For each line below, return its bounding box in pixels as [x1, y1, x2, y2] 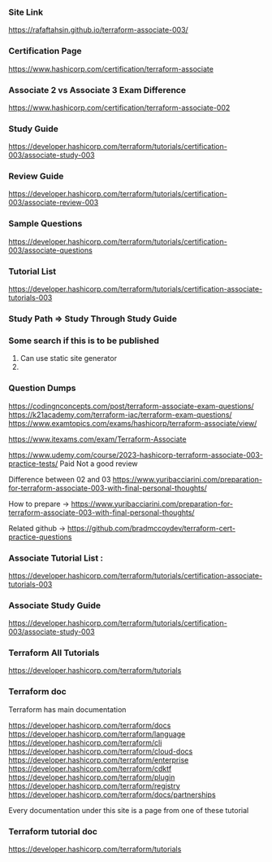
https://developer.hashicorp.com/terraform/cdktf [8, 763, 172, 773]
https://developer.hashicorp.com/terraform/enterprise [8, 754, 189, 764]
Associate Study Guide [8, 600, 101, 611]
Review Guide [8, 170, 64, 182]
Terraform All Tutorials [8, 647, 100, 658]
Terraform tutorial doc [8, 825, 97, 837]
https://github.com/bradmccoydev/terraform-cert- [67, 523, 236, 533]
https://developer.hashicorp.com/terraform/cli [8, 737, 162, 747]
